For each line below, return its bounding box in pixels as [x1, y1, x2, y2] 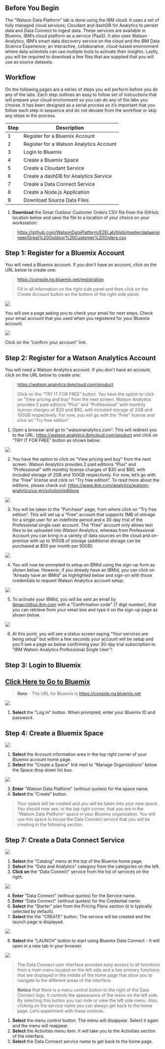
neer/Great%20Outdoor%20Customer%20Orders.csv [17, 234, 127, 241]
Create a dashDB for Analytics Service [23, 173, 112, 179]
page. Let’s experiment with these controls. [17, 1008, 105, 1014]
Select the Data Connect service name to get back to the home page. [12, 1039, 153, 1045]
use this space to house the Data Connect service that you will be [17, 816, 150, 822]
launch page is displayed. [12, 919, 64, 925]
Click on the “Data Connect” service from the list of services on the [12, 869, 149, 874]
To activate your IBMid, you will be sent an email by [12, 596, 116, 602]
